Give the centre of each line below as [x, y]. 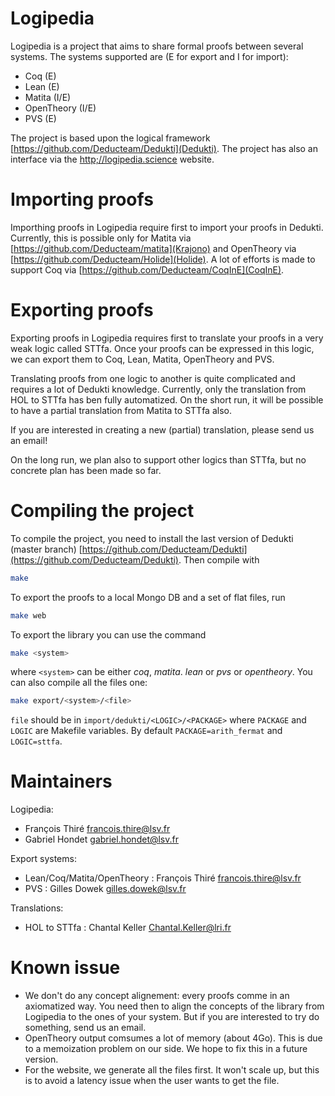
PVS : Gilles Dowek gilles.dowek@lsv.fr [105, 889]
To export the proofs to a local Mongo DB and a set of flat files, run [148, 597]
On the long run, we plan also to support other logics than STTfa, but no [158, 459]
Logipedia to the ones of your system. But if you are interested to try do [172, 1017]
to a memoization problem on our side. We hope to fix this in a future [166, 1049]
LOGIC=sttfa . [36, 741]
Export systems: [43, 859]
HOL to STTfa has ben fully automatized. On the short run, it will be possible [167, 399]
